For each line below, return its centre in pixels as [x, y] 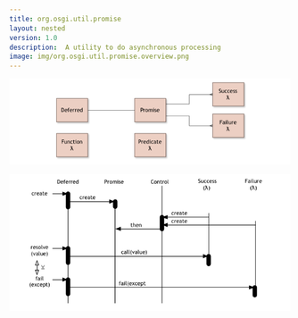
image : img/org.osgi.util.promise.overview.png [99, 57]
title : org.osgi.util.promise [66, 19]
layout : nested [37, 28]
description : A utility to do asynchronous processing [115, 47]
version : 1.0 [33, 38]
